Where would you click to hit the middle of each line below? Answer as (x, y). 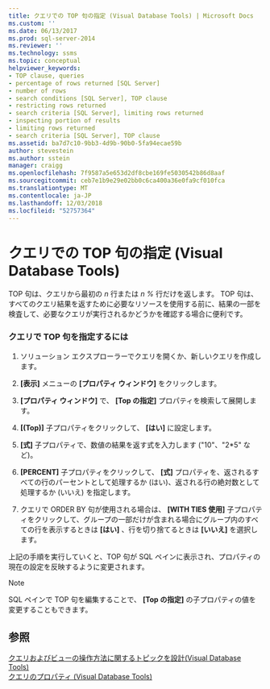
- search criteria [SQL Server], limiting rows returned (106, 114)
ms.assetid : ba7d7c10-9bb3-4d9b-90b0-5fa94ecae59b (95, 143)
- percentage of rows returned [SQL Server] (84, 83)
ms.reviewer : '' (35, 46)
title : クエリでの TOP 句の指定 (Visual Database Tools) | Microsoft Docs (131, 16)
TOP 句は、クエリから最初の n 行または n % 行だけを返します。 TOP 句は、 (133, 294)
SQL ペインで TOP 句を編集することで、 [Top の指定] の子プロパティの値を (132, 599)
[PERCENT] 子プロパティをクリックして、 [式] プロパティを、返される (136, 471)
